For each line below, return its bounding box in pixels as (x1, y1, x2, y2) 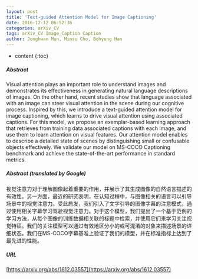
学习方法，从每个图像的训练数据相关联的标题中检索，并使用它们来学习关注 (6, 215, 187, 222)
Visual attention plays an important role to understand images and (6, 80, 166, 87)
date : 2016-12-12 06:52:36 (6, 20, 72, 25)
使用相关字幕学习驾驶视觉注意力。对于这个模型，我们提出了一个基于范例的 (11, 207, 192, 215)
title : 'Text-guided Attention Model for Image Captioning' (6, 14, 157, 20)
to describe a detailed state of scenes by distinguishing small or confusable (6, 137, 190, 144)
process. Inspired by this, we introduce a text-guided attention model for (6, 106, 182, 113)
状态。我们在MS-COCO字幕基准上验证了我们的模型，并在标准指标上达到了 (11, 229, 192, 236)
